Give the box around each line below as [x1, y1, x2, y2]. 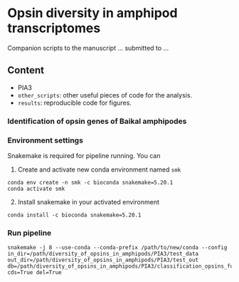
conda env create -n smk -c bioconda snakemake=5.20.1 [7, 179, 174, 186]
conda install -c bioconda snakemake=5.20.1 [7, 211, 142, 219]
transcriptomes [7, 20, 101, 36]
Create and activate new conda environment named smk [17, 165, 181, 174]
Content [7, 64, 45, 76]
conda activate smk [7, 185, 65, 192]
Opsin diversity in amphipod [7, 5, 178, 21]
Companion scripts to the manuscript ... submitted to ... [7, 43, 169, 52]
